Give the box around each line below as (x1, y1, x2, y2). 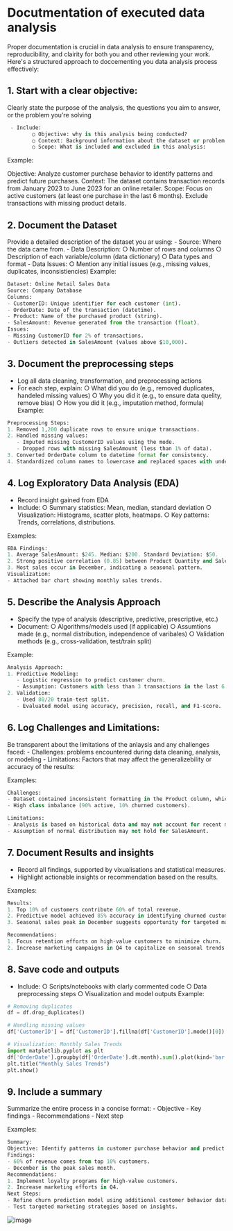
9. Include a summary (7, 1086, 103, 1098)
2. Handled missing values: (7, 432, 89, 439)
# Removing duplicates (7, 1002, 73, 1010)
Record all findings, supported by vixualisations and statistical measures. (17, 865, 226, 873)
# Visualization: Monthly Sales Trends (7, 1041, 123, 1048)
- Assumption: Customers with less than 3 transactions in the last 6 (16, 683, 225, 691)
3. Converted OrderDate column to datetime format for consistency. (7, 452, 209, 458)
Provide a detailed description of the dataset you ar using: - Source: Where (7, 238, 222, 246)
